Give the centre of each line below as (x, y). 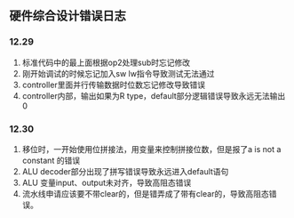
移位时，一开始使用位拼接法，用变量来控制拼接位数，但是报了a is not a (151, 149)
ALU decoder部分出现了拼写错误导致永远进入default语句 (125, 171)
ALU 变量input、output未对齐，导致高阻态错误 (107, 182)
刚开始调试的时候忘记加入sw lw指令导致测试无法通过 (118, 73)
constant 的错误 (51, 160)
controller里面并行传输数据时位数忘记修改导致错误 (114, 85)
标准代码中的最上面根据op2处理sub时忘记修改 (106, 62)
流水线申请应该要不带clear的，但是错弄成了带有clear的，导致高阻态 (145, 193)
